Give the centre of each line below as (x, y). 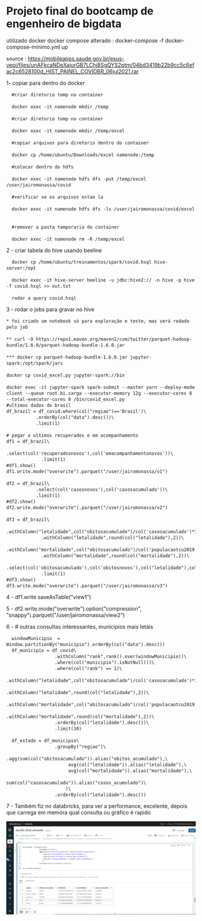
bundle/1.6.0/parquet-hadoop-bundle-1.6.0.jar (66, 345)
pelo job (17, 327)
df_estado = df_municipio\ (45, 741)
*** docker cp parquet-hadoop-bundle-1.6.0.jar (67, 357)
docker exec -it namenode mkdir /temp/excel (68, 131)
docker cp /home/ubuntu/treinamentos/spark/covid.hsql (82, 262)
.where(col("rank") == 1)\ (88, 668)
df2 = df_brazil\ (28, 483)
